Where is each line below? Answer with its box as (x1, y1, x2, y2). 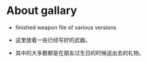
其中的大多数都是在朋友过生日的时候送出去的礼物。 (15, 49, 145, 57)
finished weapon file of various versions (15, 24, 116, 31)
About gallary (6, 4, 78, 18)
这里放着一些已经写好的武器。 (15, 36, 91, 43)
